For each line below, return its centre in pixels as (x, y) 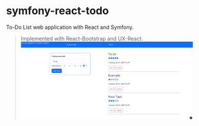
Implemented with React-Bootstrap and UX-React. (82, 38)
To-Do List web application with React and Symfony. (70, 27)
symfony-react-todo (57, 11)
